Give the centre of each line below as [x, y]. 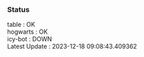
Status [18, 10]
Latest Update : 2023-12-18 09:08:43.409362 [72, 47]
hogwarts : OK [28, 32]
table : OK [21, 25]
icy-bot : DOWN [30, 39]
